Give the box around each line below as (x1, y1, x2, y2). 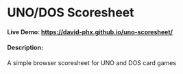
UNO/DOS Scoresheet (7, 5, 135, 21)
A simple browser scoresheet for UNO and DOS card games (7, 58, 177, 66)
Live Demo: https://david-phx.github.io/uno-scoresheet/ (7, 27, 173, 36)
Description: (7, 43, 43, 52)
